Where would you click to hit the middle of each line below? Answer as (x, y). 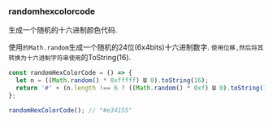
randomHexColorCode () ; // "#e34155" (70, 110)
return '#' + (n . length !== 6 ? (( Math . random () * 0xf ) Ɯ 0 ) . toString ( (140, 88)
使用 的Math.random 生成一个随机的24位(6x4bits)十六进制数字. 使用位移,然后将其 (136, 47)
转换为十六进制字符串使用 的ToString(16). (70, 58)
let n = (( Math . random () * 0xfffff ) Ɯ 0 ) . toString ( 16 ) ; (112, 81)
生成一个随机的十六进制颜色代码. (63, 30)
